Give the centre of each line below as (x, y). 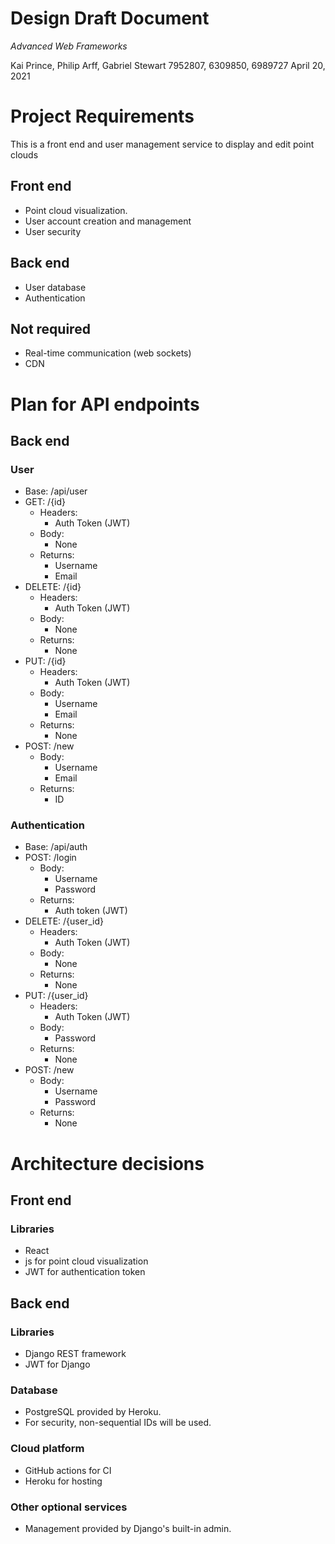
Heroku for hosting (63, 1481)
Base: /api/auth (56, 847)
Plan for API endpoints (105, 404)
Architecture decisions (107, 1163)
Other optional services (69, 1507)
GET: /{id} (45, 502)
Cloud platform (47, 1449)
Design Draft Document (110, 18)
